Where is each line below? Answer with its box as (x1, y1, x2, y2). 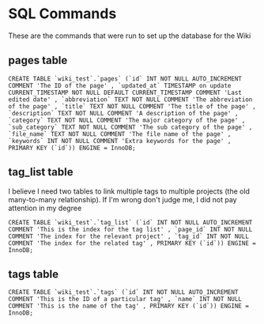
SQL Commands (8, 5, 117, 23)
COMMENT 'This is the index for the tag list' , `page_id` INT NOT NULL (8, 225, 253, 233)
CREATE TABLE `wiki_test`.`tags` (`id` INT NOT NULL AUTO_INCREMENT (8, 288, 239, 296)
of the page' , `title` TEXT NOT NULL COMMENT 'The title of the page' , (8, 102, 257, 111)
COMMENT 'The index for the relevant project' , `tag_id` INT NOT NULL (8, 232, 249, 240)
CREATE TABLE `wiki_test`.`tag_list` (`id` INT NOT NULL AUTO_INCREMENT (8, 218, 253, 226)
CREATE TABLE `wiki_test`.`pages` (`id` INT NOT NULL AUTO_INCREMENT (8, 74, 243, 83)
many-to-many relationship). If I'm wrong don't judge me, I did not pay (8, 194, 237, 204)
